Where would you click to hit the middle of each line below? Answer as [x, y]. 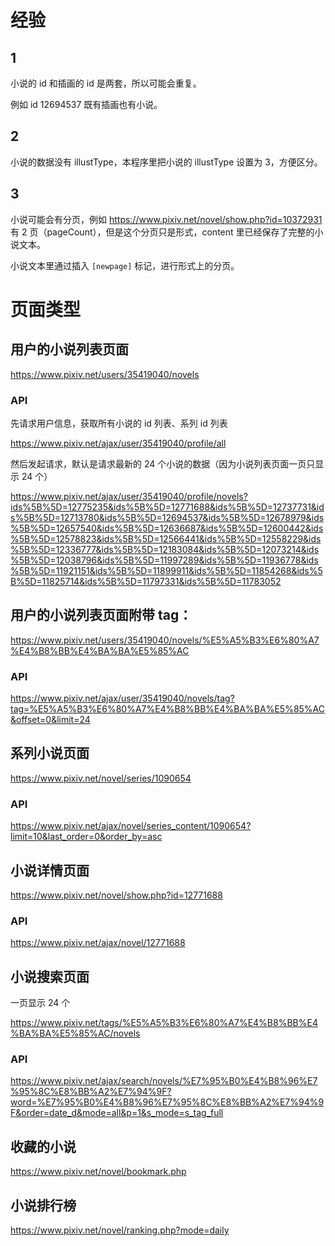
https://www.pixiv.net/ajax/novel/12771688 [98, 943]
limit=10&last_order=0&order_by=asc [86, 837]
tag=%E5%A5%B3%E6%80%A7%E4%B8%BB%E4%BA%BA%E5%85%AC [168, 709]
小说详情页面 [50, 870]
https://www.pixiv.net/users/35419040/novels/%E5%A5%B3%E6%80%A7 [165, 640]
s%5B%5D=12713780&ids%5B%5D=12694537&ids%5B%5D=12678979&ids [167, 517]
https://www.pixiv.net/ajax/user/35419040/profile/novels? [129, 496]
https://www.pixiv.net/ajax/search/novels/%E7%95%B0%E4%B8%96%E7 [164, 1081]
